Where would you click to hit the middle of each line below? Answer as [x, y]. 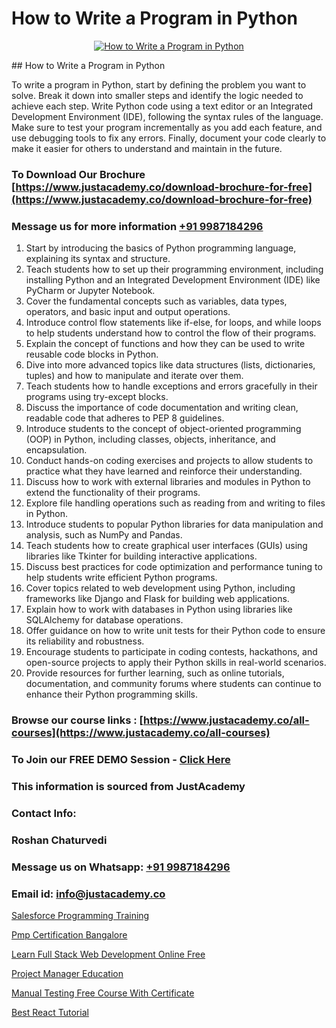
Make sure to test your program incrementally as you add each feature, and [167, 127]
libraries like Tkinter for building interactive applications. [141, 556]
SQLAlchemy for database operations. [104, 620]
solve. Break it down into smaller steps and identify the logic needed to [157, 95]
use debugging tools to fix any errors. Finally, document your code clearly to [169, 138]
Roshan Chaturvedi [59, 840]
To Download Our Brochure [78, 174]
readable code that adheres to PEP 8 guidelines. [125, 418]
